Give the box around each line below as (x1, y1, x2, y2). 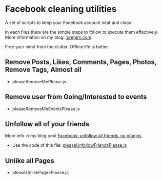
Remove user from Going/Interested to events (5, 93, 147, 101)
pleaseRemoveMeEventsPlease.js (12, 106, 80, 112)
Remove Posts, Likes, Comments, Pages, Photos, (5, 58, 157, 67)
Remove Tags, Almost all (5, 66, 81, 74)
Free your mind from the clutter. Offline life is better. (5, 44, 109, 49)
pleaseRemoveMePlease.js (12, 78, 67, 84)
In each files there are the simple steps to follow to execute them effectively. (5, 29, 159, 35)
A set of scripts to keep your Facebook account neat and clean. (5, 20, 133, 25)
